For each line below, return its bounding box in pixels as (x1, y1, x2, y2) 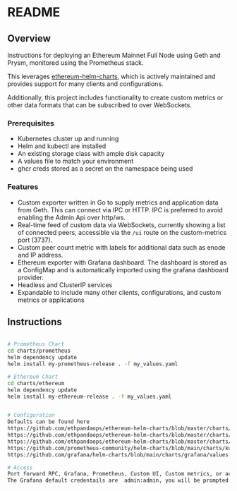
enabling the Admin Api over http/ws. (17, 213, 126, 222)
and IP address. (17, 250, 63, 259)
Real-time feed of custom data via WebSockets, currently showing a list (17, 220, 226, 229)
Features (7, 182, 39, 192)
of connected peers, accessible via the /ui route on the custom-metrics (17, 228, 227, 236)
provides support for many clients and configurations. (7, 80, 164, 88)
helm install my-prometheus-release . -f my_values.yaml (7, 360, 178, 368)
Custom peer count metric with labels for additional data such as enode (17, 243, 226, 251)
